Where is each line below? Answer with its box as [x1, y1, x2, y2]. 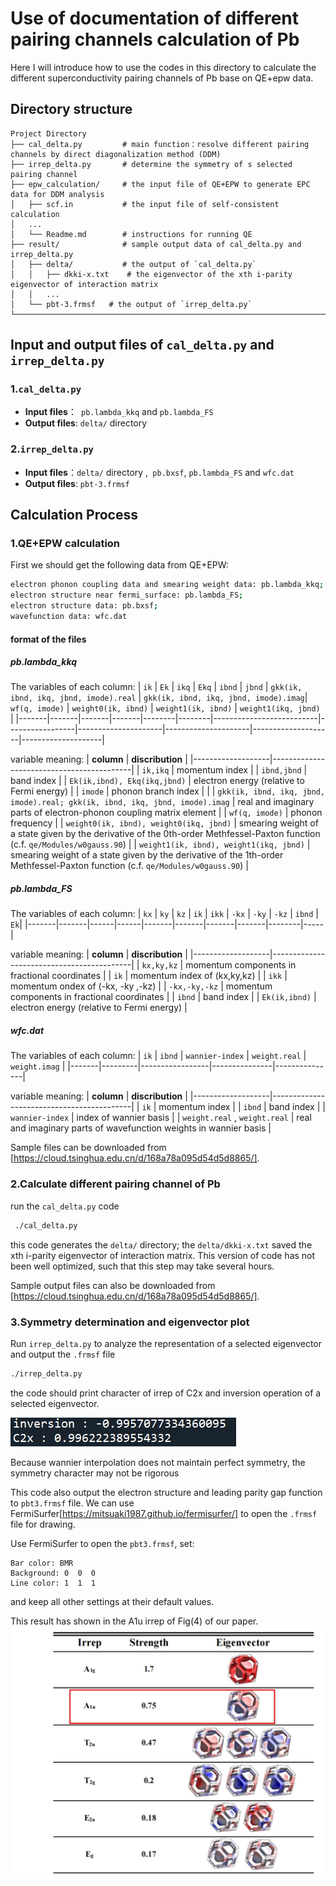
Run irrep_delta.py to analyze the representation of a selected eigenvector [10, 1337, 322, 1349]
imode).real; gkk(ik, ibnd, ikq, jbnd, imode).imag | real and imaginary [10, 796, 315, 808]
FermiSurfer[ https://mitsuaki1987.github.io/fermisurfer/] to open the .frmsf [10, 1507, 318, 1519]
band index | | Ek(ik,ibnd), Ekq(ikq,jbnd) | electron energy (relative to [10, 775, 305, 787]
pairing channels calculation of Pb [10, 28, 300, 51]
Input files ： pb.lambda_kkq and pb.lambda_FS [24, 406, 214, 418]
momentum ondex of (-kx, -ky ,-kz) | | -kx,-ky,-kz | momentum [10, 980, 273, 992]
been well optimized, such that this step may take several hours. [10, 1260, 275, 1272]
